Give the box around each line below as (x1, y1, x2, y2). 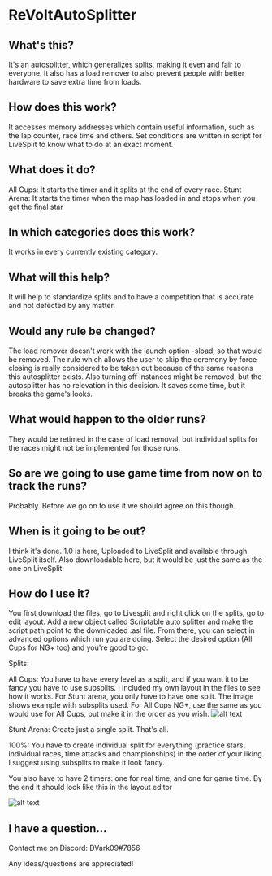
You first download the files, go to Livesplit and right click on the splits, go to (8, 608, 265, 618)
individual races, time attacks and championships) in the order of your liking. (8, 749, 265, 759)
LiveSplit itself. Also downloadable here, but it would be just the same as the (8, 555, 263, 564)
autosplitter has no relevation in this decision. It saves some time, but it (8, 381, 246, 390)
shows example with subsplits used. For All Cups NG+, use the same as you (8, 700, 262, 710)
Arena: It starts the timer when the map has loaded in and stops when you (8, 193, 256, 203)
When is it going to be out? (8, 525, 146, 538)
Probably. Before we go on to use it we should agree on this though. (8, 500, 236, 510)
